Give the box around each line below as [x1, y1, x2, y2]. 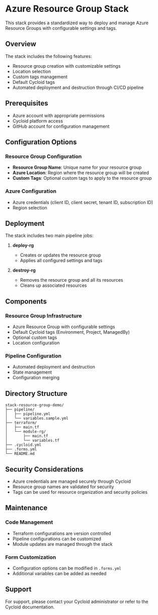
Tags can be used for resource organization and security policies [12, 489, 147, 495]
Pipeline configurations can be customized [12, 536, 102, 542]
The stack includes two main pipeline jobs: [5, 233, 94, 239]
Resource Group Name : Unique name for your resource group [12, 165, 142, 171]
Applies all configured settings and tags [20, 258, 103, 264]
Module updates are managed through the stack [12, 541, 113, 547]
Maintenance [5, 503, 48, 512]
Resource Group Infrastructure [5, 312, 82, 319]
